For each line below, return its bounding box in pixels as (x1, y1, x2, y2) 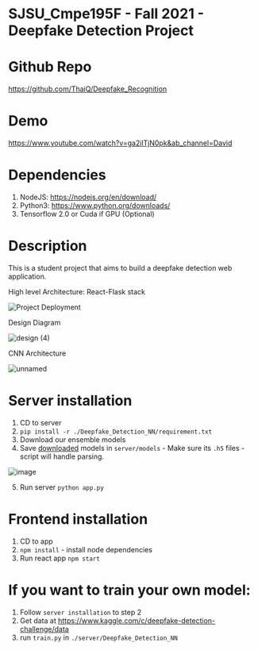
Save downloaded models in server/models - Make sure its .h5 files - (19, 443, 245, 452)
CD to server (19, 417, 62, 427)
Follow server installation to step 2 (19, 607, 142, 617)
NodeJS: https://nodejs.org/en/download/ (19, 192, 157, 202)
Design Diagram (8, 317, 61, 327)
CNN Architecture (8, 348, 67, 358)
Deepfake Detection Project (8, 21, 194, 40)
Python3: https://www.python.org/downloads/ (19, 201, 171, 210)
